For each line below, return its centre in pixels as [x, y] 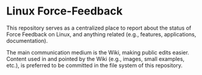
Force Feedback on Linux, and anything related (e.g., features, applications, [101, 34]
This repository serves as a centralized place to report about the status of [99, 28]
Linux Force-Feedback [65, 11]
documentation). [27, 41]
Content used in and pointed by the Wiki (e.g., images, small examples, [96, 59]
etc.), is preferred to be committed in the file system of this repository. [95, 65]
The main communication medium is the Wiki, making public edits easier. [98, 52]
